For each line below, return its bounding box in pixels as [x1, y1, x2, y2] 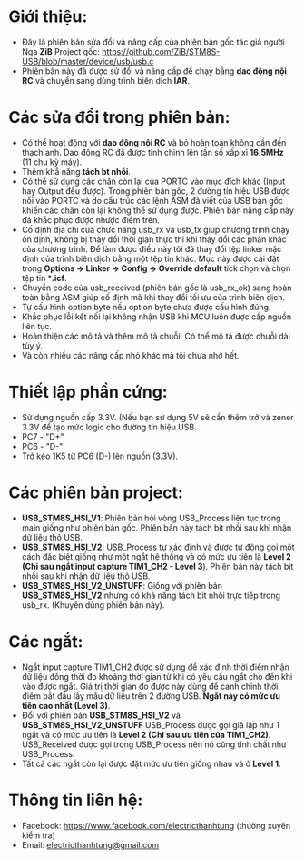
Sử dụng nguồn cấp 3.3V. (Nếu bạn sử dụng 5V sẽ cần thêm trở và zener [21, 411, 294, 422]
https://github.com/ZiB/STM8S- [102, 45, 221, 56]
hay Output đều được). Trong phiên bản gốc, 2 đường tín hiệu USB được [21, 185, 291, 197]
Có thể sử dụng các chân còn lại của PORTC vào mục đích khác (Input [21, 176, 286, 187]
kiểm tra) [21, 830, 56, 841]
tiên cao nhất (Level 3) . [21, 700, 111, 711]
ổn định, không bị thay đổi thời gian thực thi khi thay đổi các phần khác [21, 234, 287, 245]
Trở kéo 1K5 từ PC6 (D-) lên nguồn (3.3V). [21, 450, 179, 461]
